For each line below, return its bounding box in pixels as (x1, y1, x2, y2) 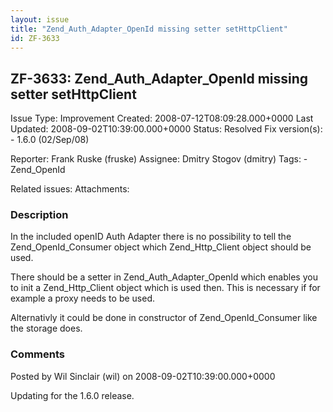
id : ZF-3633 (10, 33, 60, 43)
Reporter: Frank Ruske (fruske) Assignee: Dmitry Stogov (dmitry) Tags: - (10, 153, 308, 165)
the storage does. (10, 322, 83, 335)
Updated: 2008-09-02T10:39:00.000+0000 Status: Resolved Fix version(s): (10, 123, 323, 135)
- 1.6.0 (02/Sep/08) (10, 134, 90, 146)
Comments (10, 347, 65, 361)
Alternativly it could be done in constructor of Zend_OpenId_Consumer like (10, 312, 318, 324)
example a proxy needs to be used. (10, 292, 155, 305)
